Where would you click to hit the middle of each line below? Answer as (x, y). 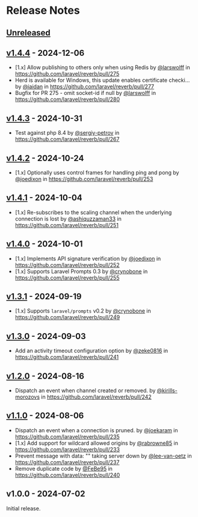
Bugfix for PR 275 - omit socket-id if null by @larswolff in (85, 93)
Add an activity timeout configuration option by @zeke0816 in (91, 351)
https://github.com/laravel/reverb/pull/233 (67, 449)
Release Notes (43, 11)
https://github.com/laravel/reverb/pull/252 (67, 265)
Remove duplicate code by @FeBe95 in (64, 468)
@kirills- (167, 391)
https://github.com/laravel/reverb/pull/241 (67, 357)
